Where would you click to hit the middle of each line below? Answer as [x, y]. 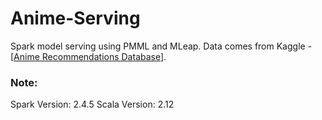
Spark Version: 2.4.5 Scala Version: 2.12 [92, 104]
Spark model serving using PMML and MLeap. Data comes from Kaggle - [161, 46]
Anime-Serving [75, 18]
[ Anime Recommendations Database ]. [88, 56]
